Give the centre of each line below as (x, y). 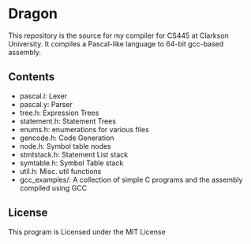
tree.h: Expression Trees (59, 113)
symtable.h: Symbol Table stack (71, 163)
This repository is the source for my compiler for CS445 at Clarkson (118, 35)
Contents (32, 77)
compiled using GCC (53, 188)
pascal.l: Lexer (43, 96)
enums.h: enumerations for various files (84, 129)
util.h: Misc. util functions (60, 171)
